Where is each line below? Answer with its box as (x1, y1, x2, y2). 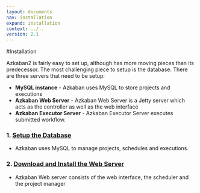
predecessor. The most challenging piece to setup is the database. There (6, 66, 188, 73)
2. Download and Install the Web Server (6, 160, 125, 168)
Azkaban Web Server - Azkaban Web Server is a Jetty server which (14, 97, 186, 104)
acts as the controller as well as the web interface (14, 103, 139, 110)
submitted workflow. (14, 116, 66, 124)
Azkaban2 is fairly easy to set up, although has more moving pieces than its (6, 60, 195, 67)
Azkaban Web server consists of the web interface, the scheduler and (14, 173, 189, 181)
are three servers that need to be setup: (6, 72, 105, 80)
